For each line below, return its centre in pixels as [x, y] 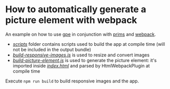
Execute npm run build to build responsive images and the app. [72, 81]
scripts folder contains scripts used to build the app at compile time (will [89, 44]
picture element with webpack [71, 20]
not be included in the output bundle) [52, 49]
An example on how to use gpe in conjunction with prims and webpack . [81, 34]
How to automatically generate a [76, 9]
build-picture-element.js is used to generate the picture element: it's [85, 60]
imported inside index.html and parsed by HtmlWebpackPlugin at [81, 66]
